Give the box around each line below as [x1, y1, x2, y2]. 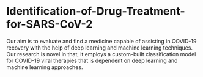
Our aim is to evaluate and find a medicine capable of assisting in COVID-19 [6, 37, 197, 45]
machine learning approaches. [6, 63, 83, 71]
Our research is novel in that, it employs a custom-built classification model [6, 50, 196, 57]
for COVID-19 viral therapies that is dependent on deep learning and [6, 57, 178, 64]
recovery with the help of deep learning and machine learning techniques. [6, 44, 193, 51]
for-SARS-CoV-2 [6, 17, 93, 31]
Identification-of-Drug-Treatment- [6, 4, 185, 18]
